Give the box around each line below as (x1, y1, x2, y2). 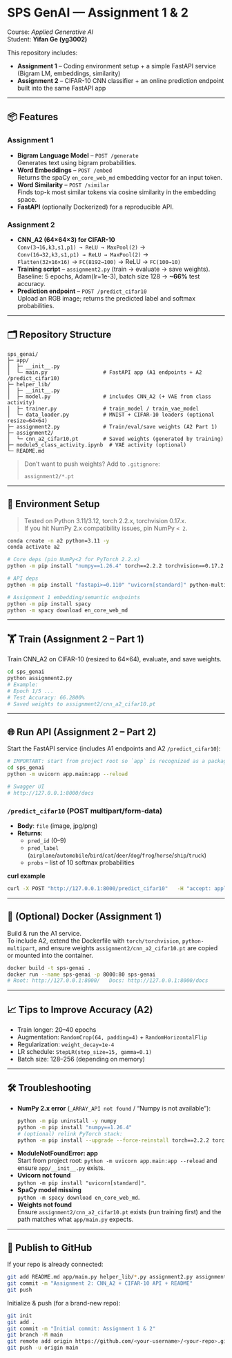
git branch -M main (7, 1332, 64, 1339)
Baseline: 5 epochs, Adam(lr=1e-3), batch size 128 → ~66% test (17, 272, 200, 281)
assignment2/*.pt (23, 473, 75, 480)
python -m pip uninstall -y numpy (17, 1117, 117, 1124)
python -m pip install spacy (7, 600, 91, 607)
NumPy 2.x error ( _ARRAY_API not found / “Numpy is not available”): (17, 1104, 211, 1112)
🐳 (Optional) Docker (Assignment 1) (7, 911, 162, 923)
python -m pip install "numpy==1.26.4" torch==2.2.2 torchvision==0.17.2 (7, 563, 224, 569)
